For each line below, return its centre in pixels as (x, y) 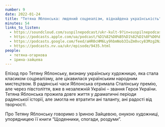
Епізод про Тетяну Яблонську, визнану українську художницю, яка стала (82, 73)
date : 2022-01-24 (23, 14)
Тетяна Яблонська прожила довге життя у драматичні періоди (71, 94)
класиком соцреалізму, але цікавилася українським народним (71, 79)
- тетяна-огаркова (28, 55)
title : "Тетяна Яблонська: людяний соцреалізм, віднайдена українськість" (83, 19)
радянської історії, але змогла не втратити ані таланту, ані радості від (79, 99)
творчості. (16, 105)
